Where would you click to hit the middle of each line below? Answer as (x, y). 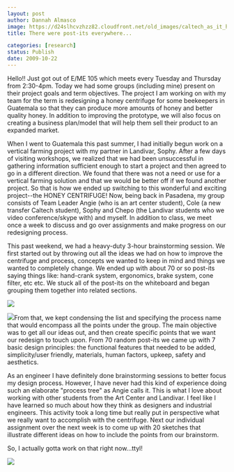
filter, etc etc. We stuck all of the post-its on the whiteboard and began (109, 283)
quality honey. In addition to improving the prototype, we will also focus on (114, 115)
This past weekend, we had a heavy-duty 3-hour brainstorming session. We (116, 246)
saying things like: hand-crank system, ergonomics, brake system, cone (110, 275)
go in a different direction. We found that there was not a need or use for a (114, 173)
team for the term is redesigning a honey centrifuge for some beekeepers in (116, 100)
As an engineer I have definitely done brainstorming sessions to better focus (117, 375)
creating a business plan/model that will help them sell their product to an (112, 123)
